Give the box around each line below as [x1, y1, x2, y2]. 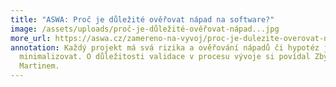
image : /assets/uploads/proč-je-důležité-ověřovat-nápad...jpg [10, 24, 280, 34]
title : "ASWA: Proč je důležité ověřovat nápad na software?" [10, 14, 275, 25]
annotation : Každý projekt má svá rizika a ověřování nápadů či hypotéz [10, 42, 320, 53]
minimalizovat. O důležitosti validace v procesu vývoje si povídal [19, 52, 311, 62]
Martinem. [19, 61, 60, 71]
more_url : [10, 33, 52, 43]
